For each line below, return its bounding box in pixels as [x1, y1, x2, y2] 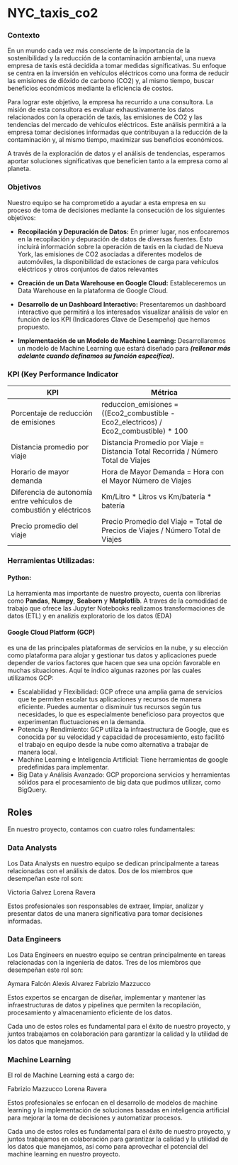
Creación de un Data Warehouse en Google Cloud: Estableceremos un [17, 278, 227, 287]
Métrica [151, 388, 178, 398]
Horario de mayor [11, 467, 69, 477]
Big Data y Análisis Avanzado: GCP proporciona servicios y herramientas [17, 770, 230, 779]
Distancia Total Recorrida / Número [101, 447, 218, 456]
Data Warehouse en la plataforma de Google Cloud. [17, 286, 169, 295]
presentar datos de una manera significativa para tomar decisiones [7, 909, 203, 917]
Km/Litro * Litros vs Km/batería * [101, 492, 212, 502]
